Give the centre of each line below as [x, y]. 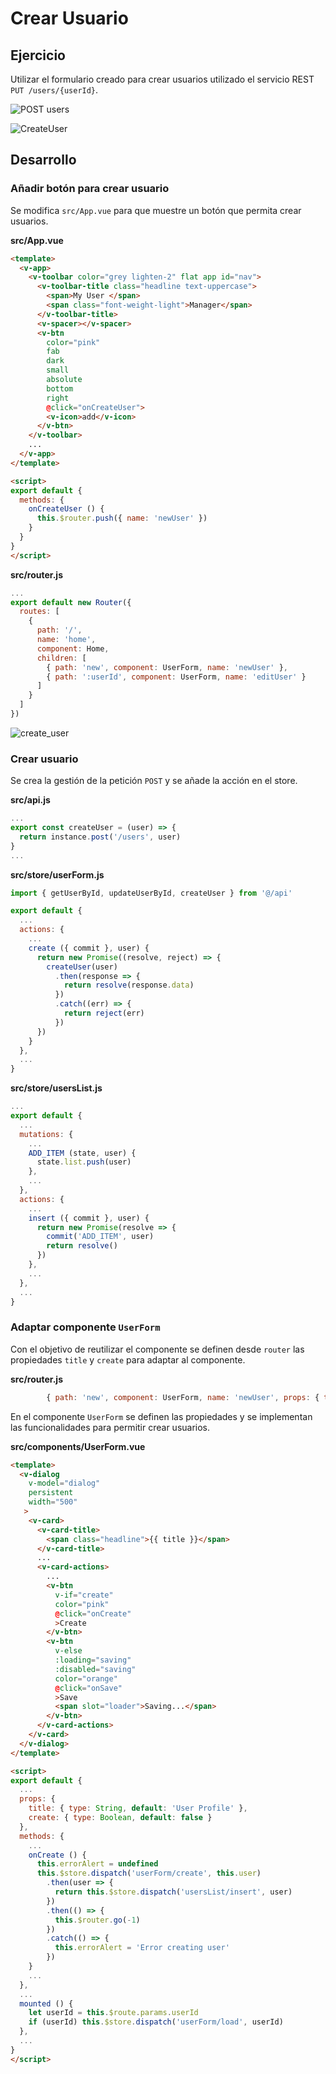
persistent [51, 1493]
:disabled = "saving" [95, 1669]
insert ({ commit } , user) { [89, 1218]
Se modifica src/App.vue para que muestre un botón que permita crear [156, 210]
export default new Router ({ [71, 602]
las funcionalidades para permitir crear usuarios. [110, 1427]
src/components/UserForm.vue [78, 1446]
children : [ [61, 658]
